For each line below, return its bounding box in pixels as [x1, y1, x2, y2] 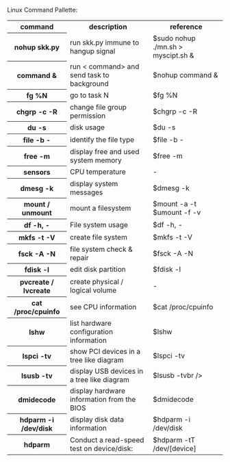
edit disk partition [69, 265, 126, 274]
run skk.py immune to [69, 38, 140, 47]
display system [69, 179, 118, 188]
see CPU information [69, 303, 137, 311]
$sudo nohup [153, 34, 196, 43]
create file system [69, 233, 128, 242]
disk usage [69, 123, 105, 132]
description [88, 22, 128, 31]
